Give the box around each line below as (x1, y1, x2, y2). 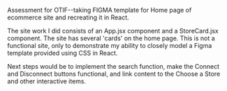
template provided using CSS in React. (7, 49, 118, 57)
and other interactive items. (7, 77, 87, 85)
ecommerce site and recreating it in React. (7, 13, 129, 22)
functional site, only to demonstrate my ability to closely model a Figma (7, 42, 212, 49)
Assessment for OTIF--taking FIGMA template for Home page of (7, 6, 192, 14)
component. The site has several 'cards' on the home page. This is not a (7, 34, 215, 42)
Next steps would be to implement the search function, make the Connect (7, 63, 220, 70)
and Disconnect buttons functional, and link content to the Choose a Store (7, 69, 221, 78)
